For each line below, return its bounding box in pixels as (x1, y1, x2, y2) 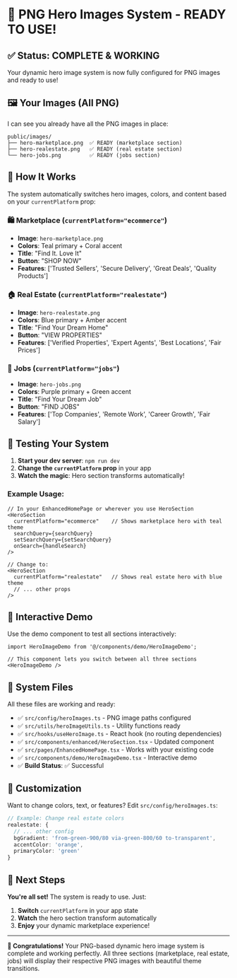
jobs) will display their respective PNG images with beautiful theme (7, 957, 202, 965)
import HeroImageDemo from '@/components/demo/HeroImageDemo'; (7, 644, 197, 651)
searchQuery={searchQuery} (13, 530, 93, 537)
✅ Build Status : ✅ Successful (17, 762, 104, 770)
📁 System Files (7, 681, 74, 693)
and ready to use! (7, 76, 59, 84)
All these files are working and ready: (7, 700, 116, 709)
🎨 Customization (7, 782, 82, 794)
